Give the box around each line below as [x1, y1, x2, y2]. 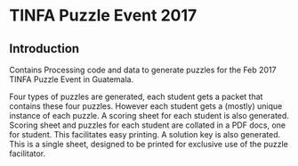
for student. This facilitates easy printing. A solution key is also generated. [9, 129, 281, 139]
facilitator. [9, 148, 46, 159]
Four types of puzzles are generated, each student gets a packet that [9, 91, 263, 102]
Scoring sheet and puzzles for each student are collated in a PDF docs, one [9, 120, 286, 130]
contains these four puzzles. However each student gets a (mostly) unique [9, 101, 283, 112]
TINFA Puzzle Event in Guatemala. [9, 74, 134, 85]
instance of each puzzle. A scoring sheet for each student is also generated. [9, 111, 289, 120]
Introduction [9, 41, 80, 56]
